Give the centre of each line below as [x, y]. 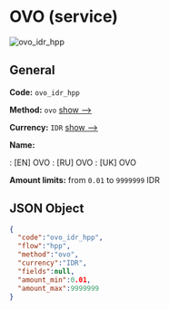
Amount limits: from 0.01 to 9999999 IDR [85, 179]
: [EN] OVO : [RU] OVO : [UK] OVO [73, 162]
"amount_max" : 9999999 [59, 288]
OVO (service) [64, 17]
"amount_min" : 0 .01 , [55, 280]
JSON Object [47, 209]
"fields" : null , [46, 271]
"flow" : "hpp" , [44, 247]
